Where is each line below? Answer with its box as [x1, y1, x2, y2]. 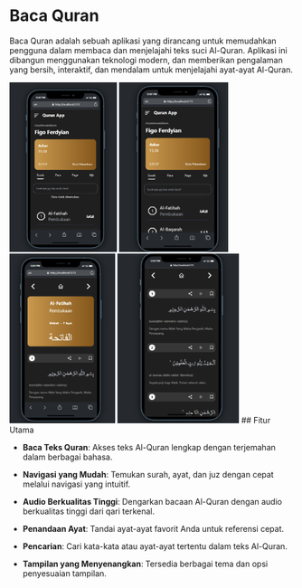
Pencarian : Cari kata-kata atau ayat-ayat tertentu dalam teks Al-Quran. [22, 540, 288, 552]
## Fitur [241, 414, 271, 425]
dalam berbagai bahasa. [22, 451, 113, 462]
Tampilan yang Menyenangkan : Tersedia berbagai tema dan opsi [22, 558, 269, 569]
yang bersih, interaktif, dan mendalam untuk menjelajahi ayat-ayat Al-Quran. [9, 64, 294, 75]
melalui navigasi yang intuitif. [22, 479, 131, 489]
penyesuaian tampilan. [22, 567, 107, 579]
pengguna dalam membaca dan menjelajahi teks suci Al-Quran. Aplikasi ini [9, 44, 288, 55]
